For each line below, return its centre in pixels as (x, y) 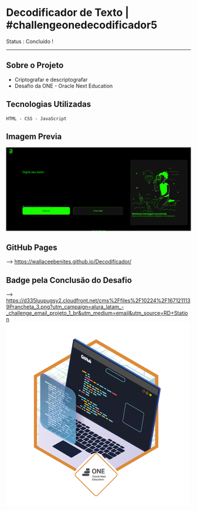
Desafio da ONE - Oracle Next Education (64, 86)
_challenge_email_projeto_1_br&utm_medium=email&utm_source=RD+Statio (97, 313)
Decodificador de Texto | (68, 13)
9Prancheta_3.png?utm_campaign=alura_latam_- (65, 307)
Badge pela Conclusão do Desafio (69, 280)
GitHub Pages (32, 247)
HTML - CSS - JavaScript (36, 118)
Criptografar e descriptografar (51, 79)
